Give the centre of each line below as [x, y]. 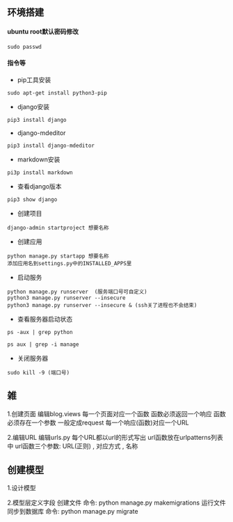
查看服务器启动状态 [45, 319]
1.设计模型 [22, 488]
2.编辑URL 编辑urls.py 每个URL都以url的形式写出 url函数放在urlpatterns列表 [115, 437]
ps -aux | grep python [40, 332]
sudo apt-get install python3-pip [57, 93]
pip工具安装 [34, 79]
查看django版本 [39, 186]
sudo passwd [24, 47]
